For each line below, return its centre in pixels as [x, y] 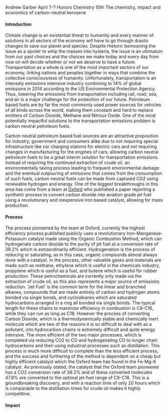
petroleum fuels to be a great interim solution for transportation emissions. [82, 157]
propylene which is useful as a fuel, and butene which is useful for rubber [81, 271]
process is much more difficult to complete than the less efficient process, [82, 351]
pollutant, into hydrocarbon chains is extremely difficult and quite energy [80, 329]
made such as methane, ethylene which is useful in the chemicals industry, [83, 266]
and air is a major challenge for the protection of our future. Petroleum [78, 100]
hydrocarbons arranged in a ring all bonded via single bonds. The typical [80, 303]
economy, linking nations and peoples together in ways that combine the [80, 73]
